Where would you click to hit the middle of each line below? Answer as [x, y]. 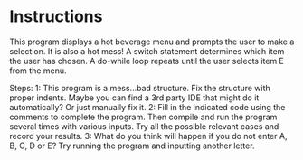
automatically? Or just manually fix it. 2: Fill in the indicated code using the [147, 107]
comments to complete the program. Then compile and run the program [143, 117]
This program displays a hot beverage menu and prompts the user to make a [152, 42]
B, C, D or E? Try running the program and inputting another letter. [132, 146]
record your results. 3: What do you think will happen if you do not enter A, [148, 136]
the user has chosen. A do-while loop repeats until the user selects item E [147, 61]
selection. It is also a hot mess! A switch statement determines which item [147, 51]
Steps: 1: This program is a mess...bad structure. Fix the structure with [140, 88]
